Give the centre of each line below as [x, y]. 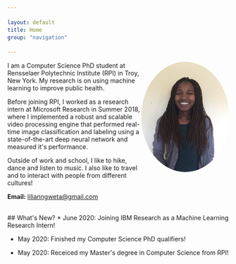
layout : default [31, 22]
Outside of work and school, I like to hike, [67, 161]
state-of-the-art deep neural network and [68, 139]
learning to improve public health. [56, 88]
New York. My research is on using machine [71, 80]
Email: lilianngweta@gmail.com [53, 197]
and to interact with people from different [67, 176]
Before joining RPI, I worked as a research [68, 102]
